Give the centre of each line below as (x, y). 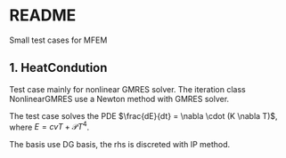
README (43, 16)
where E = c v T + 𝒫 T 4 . (49, 126)
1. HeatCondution (58, 68)
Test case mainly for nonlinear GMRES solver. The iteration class (128, 89)
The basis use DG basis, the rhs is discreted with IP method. (120, 145)
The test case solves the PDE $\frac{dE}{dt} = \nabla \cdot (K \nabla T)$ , (143, 115)
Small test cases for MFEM (58, 40)
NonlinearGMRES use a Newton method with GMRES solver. (119, 99)
